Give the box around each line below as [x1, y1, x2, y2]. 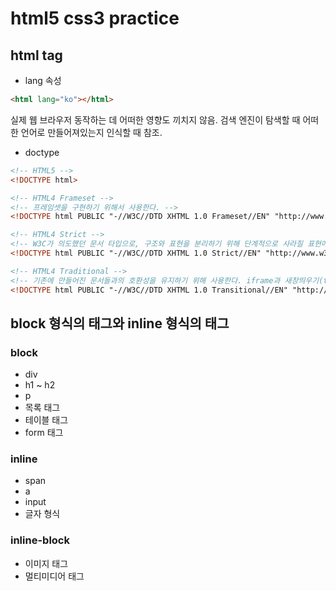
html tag [10, 47, 63, 64]
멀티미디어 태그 [24, 570, 85, 582]
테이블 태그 [24, 414, 69, 426]
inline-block [10, 533, 70, 547]
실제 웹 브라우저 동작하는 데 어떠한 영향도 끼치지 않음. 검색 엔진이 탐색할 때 [10, 113, 301, 126]
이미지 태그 [24, 557, 69, 569]
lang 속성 [24, 75, 62, 86]
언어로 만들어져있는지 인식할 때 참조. [20, 126, 163, 138]
